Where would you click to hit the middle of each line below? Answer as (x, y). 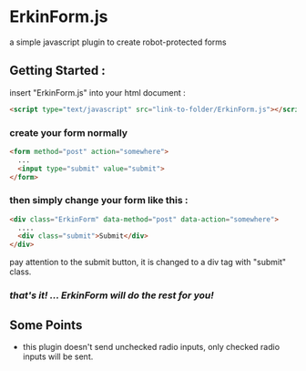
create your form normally (69, 132)
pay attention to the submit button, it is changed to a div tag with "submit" (148, 263)
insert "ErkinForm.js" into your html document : (97, 92)
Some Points (46, 325)
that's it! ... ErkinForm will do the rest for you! (112, 295)
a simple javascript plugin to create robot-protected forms (118, 42)
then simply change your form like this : (99, 201)
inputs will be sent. (58, 356)
